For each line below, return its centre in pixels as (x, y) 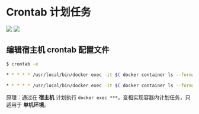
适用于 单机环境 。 (28, 105)
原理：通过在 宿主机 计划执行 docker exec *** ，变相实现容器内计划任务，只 (98, 97)
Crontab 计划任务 (49, 12)
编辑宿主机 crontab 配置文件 (58, 50)
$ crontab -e (22, 64)
